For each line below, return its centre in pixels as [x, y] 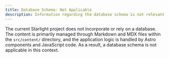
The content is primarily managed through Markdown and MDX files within [83, 34]
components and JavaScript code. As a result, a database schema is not [81, 44]
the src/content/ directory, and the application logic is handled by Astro [81, 39]
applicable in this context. [32, 50]
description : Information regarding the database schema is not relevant [85, 14]
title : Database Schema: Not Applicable [49, 10]
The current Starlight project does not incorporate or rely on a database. [81, 28]
